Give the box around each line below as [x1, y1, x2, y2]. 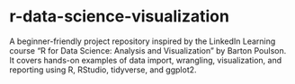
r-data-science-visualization [9, 6, 229, 27]
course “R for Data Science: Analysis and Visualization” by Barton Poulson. [9, 45, 287, 55]
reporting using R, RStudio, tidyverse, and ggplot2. [9, 64, 197, 75]
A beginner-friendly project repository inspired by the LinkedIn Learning [9, 36, 276, 46]
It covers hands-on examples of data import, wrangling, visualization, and [9, 55, 282, 65]
